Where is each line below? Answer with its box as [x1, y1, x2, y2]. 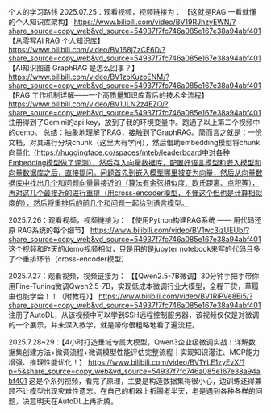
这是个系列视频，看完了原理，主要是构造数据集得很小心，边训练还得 [28, 376, 256, 386]
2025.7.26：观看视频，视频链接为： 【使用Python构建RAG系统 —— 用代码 [8, 215, 256, 224]
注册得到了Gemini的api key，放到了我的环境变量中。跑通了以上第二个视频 [8, 118, 253, 127]
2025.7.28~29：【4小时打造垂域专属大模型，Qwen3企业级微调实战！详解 [8, 337, 249, 347]
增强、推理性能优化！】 [8, 357, 86, 367]
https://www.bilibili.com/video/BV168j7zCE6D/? [8, 45, 166, 54]
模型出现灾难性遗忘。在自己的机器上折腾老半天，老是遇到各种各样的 [29, 386, 256, 395]
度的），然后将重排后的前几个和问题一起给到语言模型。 [8, 198, 189, 207]
